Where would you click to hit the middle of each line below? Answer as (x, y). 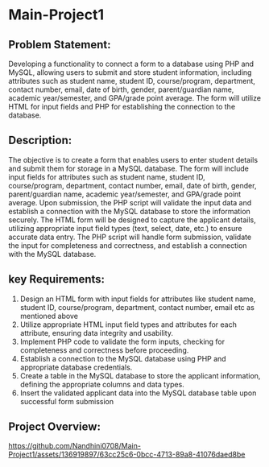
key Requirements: (57, 279)
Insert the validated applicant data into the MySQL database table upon (138, 393)
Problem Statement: (60, 45)
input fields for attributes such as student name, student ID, (107, 177)
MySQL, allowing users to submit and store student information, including (130, 72)
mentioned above (49, 316)
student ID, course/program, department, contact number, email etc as (137, 307)
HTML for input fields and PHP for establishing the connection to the (122, 107)
